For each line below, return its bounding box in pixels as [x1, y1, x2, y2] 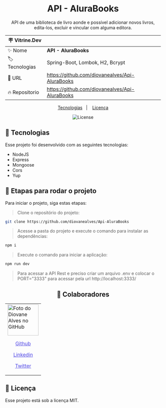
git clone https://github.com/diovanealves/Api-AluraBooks [5, 219, 129, 224]
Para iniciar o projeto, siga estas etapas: [5, 200, 87, 206]
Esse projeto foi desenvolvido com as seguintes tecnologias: [5, 142, 128, 148]
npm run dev [5, 261, 30, 267]
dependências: [17, 233, 48, 239]
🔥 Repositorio [7, 89, 40, 96]
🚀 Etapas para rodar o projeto [5, 187, 97, 195]
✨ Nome [7, 47, 27, 54]
